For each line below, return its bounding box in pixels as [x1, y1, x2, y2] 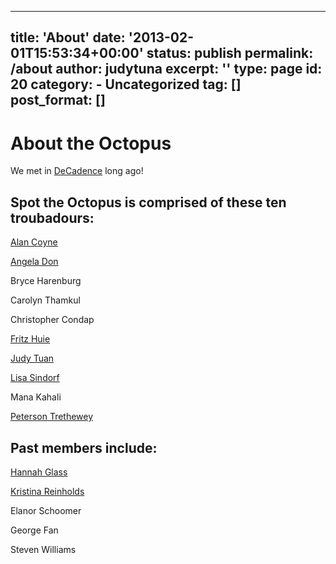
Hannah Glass [10, 466, 68, 478]
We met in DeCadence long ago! [10, 165, 144, 177]
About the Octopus [10, 132, 172, 155]
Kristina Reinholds [10, 485, 85, 497]
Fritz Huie [10, 333, 51, 345]
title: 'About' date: [10, 29, 126, 46]
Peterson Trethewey [10, 411, 94, 423]
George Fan [10, 524, 59, 536]
